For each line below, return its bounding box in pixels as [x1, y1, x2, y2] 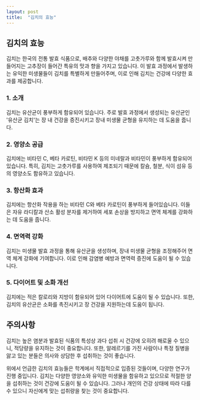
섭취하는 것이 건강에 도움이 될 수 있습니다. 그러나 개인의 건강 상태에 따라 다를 [12, 380, 192, 387]
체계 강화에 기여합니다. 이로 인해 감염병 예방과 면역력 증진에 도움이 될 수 [12, 254, 180, 262]
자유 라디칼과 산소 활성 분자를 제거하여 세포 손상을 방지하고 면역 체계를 [12, 208, 177, 216]
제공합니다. [17, 77, 44, 84]
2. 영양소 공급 [6, 140, 44, 149]
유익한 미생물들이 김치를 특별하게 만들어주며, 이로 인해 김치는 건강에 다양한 [12, 70, 187, 77]
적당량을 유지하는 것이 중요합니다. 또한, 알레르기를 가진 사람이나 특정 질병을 [14, 344, 190, 351]
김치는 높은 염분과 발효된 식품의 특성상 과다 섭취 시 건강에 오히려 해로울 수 [6, 337, 178, 344]
